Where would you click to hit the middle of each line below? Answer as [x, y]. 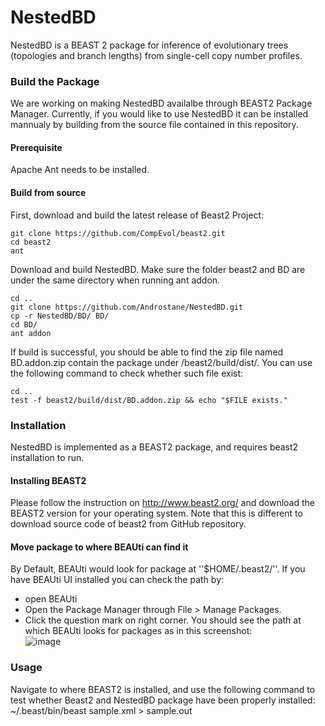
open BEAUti [51, 599]
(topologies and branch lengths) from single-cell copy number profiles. [156, 55]
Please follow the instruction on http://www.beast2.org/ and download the [162, 503]
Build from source [48, 193]
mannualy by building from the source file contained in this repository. [154, 125]
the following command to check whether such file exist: [127, 373]
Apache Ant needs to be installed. [80, 170]
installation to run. [47, 457]
